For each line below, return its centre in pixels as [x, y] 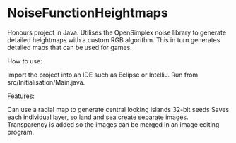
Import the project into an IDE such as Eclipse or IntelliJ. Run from [103, 75]
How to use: [25, 61]
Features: [21, 96]
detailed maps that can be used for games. [70, 47]
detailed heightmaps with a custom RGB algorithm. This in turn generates [114, 39]
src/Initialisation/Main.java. [46, 82]
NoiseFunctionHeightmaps [88, 13]
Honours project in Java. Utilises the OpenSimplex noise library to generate [117, 32]
